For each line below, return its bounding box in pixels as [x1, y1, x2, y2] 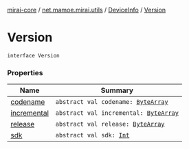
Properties [7, 68, 43, 77]
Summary [100, 85, 134, 95]
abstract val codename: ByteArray [55, 98, 168, 106]
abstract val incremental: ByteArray [55, 109, 179, 117]
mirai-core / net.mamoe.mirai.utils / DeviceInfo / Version [7, 6, 166, 14]
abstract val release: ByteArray [55, 120, 165, 128]
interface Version [7, 52, 60, 59]
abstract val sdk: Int [55, 131, 130, 139]
